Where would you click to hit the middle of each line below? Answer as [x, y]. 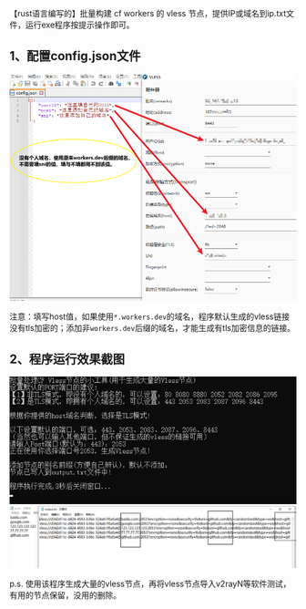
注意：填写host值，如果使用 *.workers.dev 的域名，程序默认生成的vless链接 [150, 316]
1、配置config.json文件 [75, 56]
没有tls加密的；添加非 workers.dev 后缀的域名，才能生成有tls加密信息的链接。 [153, 327]
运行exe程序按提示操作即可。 [80, 25]
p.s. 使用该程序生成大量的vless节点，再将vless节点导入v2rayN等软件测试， [150, 583]
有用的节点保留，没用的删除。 [65, 594]
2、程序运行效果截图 [67, 359]
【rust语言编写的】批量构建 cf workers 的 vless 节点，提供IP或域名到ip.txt [148, 13]
